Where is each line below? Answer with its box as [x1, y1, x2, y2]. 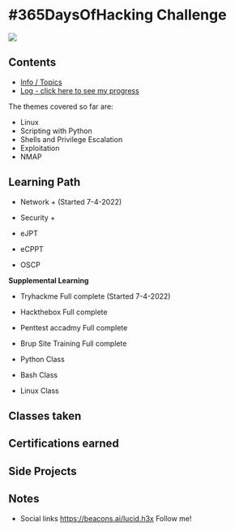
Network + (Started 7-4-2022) [19, 196, 122, 206]
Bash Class [19, 369, 58, 379]
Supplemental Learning [8, 275, 89, 285]
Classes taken [8, 408, 82, 423]
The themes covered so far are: [8, 101, 113, 111]
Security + [19, 213, 55, 222]
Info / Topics [19, 77, 62, 87]
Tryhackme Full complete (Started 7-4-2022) [19, 291, 171, 301]
